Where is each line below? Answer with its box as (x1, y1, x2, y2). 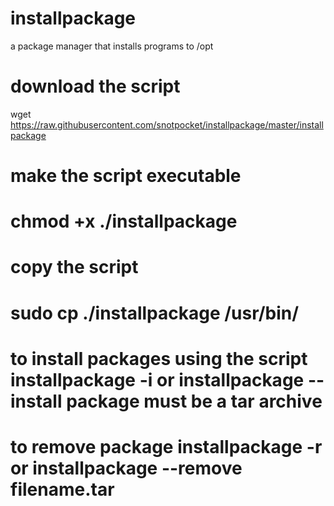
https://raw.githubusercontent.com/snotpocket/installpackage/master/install (10, 118, 324, 131)
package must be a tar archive (66, 390, 323, 412)
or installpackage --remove (10, 457, 243, 479)
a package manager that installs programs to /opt (10, 40, 214, 52)
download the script (10, 75, 181, 98)
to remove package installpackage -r (10, 436, 323, 458)
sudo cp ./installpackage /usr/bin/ (10, 302, 300, 324)
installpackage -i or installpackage (10, 368, 305, 391)
